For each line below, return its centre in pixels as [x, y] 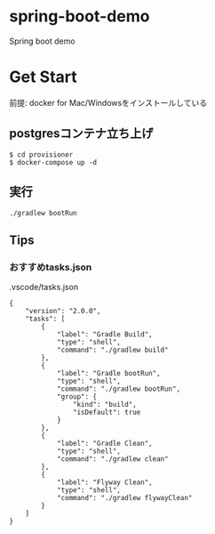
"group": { [77, 397]
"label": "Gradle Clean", [104, 444]
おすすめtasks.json [51, 267]
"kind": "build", [105, 405]
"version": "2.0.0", [63, 311]
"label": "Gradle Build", [104, 335]
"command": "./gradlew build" [112, 350]
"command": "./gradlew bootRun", [118, 389]
